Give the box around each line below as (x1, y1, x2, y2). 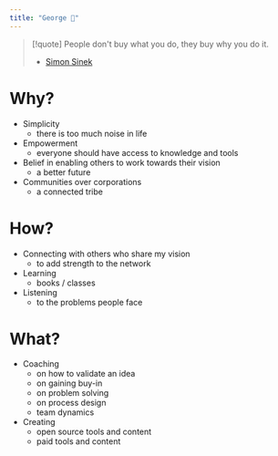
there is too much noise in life (36, 128, 148, 139)
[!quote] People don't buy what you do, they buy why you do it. (31, 38, 269, 49)
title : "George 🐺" (9, 13, 79, 23)
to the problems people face (36, 296, 143, 307)
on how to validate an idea (36, 368, 136, 379)
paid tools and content (36, 436, 121, 447)
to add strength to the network (36, 257, 151, 269)
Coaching (22, 358, 59, 369)
